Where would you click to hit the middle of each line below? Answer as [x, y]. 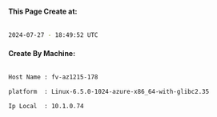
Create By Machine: [42, 53]
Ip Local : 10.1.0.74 [46, 107]
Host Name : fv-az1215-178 [53, 77]
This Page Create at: [43, 11]
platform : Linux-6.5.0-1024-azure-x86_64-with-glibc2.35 [109, 92]
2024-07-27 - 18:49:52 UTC [53, 35]
